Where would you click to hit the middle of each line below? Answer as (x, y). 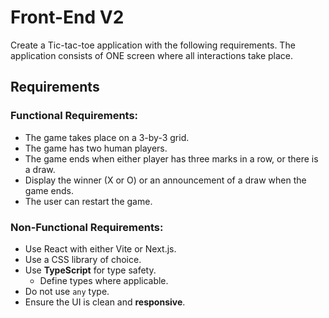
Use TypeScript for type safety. (90, 270)
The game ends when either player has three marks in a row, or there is (171, 158)
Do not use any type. (67, 291)
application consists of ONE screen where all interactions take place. (152, 55)
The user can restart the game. (88, 201)
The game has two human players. (96, 148)
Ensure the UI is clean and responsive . (105, 302)
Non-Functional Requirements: (87, 227)
